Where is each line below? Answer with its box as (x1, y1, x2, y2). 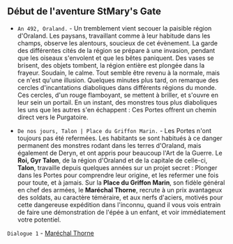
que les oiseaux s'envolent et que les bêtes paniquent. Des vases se (17, 54, 214, 62)
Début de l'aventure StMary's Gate (7, 6, 162, 17)
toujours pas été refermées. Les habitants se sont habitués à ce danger (17, 134, 223, 142)
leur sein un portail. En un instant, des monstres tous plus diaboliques (17, 98, 218, 107)
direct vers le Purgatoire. (17, 113, 89, 121)
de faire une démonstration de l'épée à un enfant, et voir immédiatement (17, 208, 226, 216)
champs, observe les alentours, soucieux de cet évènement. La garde (17, 38, 218, 47)
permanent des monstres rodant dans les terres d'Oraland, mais (17, 141, 202, 149)
